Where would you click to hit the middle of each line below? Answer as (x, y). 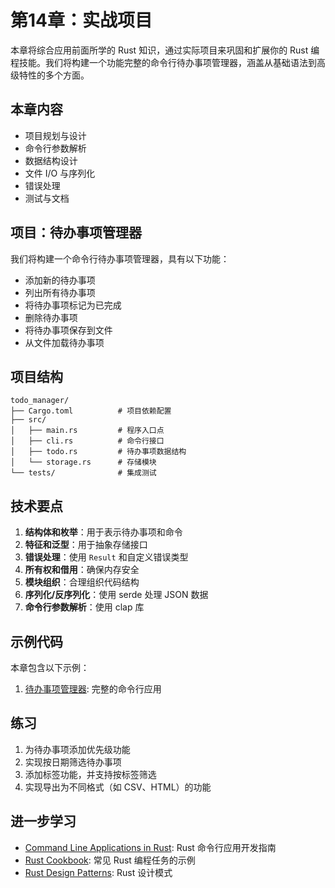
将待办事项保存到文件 (68, 330)
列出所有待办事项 (60, 292)
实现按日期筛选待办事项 (73, 762)
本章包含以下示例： (50, 667)
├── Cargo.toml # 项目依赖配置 (91, 411)
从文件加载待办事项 (64, 342)
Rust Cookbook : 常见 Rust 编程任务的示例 (110, 860)
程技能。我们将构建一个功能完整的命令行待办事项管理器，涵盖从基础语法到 (163, 62)
